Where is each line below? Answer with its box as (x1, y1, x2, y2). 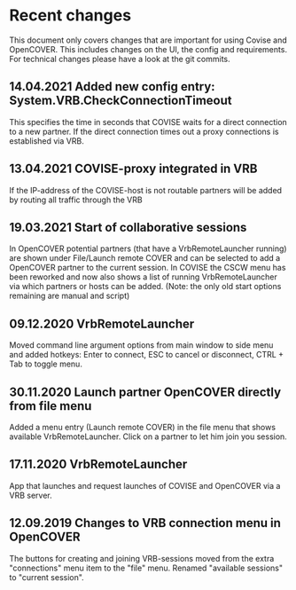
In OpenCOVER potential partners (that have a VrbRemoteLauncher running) (9, 243, 287, 254)
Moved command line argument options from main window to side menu (9, 340, 274, 350)
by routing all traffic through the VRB (9, 194, 144, 205)
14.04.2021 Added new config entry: (9, 79, 215, 94)
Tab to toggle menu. (9, 358, 82, 369)
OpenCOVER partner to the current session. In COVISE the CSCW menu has (9, 263, 286, 273)
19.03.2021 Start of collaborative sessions (9, 219, 247, 235)
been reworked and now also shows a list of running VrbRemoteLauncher (9, 271, 277, 282)
